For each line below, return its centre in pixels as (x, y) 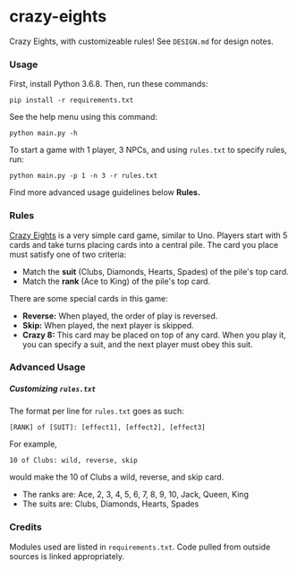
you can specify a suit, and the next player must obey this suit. (137, 344)
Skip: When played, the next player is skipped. (108, 325)
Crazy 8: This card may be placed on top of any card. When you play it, (154, 335)
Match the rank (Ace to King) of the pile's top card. (116, 281)
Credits (25, 527)
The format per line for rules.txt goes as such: (97, 411)
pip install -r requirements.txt (72, 100)
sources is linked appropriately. (67, 556)
